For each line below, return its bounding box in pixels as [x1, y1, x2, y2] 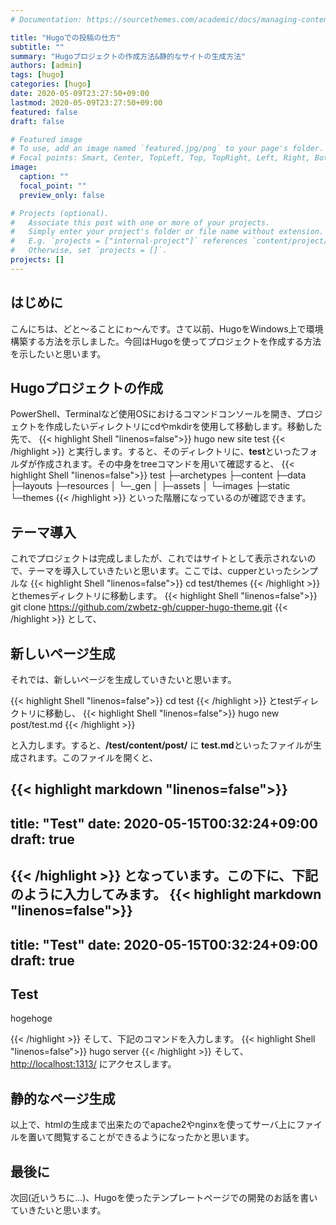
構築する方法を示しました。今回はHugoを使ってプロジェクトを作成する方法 [10, 335, 322, 347]
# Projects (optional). [10, 208, 110, 218]
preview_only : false [19, 190, 105, 200]
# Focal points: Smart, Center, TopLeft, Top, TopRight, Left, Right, [10, 153, 311, 163]
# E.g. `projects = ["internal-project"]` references [10, 236, 248, 246]
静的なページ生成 [10, 1090, 116, 1107]
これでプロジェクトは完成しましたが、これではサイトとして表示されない [10, 552, 308, 565]
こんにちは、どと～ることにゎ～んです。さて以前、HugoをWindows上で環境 [10, 322, 324, 335]
